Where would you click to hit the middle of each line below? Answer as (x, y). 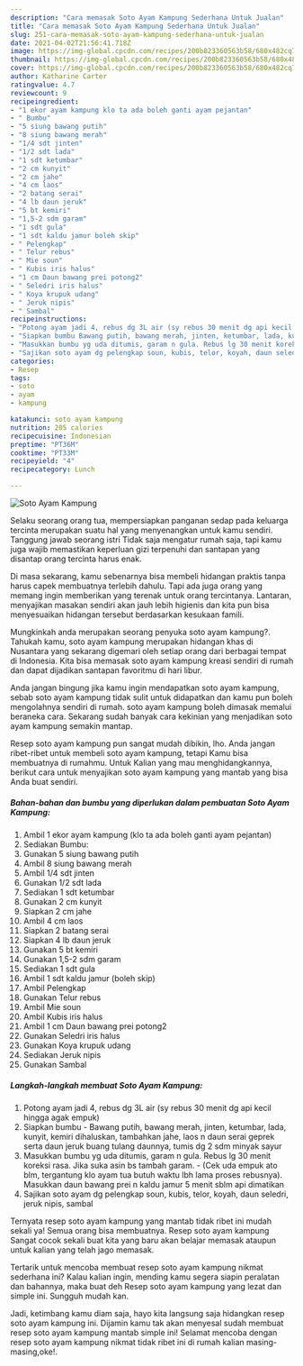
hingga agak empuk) (61, 1117)
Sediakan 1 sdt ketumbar (69, 892)
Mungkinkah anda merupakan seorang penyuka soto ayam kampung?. (140, 632)
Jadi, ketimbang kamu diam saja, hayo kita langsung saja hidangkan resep (147, 1313)
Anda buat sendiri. (45, 782)
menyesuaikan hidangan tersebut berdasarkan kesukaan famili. (127, 615)
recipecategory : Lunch (53, 469)
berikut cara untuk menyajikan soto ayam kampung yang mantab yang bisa (149, 772)
